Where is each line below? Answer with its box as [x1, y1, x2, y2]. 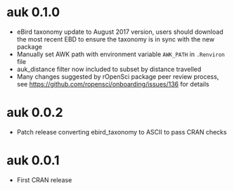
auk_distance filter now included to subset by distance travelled [16, 65, 202, 73]
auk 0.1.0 [6, 4, 60, 20]
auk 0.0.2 [6, 105, 64, 120]
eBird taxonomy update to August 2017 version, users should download [16, 27, 223, 36]
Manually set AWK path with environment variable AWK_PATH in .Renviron [16, 50, 226, 58]
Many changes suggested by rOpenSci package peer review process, [16, 72, 219, 81]
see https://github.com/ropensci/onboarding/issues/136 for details [16, 80, 209, 88]
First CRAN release [16, 175, 72, 184]
